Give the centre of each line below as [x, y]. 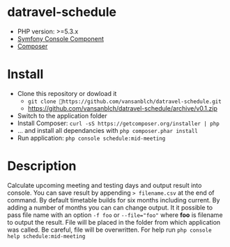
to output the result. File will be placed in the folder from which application [114, 222]
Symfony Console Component [61, 38]
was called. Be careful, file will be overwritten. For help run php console [109, 230]
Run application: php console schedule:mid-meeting [91, 138]
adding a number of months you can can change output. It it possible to [110, 207]
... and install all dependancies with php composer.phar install [108, 130]
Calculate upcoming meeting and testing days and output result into [105, 185]
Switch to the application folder [62, 115]
